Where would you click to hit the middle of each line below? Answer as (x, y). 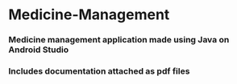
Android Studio (39, 50)
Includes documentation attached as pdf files (99, 71)
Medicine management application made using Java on (119, 40)
